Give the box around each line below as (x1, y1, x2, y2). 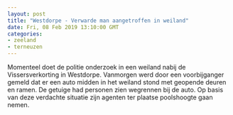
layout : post (7, 10, 46, 18)
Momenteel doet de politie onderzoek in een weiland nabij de (7, 63, 186, 71)
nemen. (7, 101, 30, 109)
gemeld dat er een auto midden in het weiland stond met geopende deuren (7, 78, 227, 86)
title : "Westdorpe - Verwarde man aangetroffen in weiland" (7, 17, 190, 24)
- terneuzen (7, 43, 43, 50)
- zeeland (7, 37, 37, 44)
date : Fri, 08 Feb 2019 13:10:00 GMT (7, 23, 119, 31)
